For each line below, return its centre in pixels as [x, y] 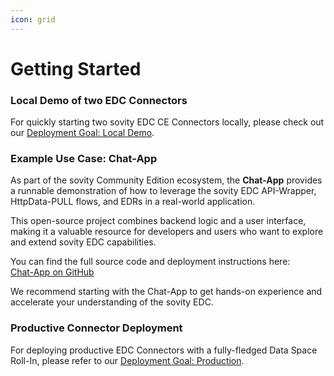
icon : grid [33, 19]
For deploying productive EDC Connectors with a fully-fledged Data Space [164, 350]
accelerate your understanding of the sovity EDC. [112, 302]
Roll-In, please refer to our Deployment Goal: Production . [127, 360]
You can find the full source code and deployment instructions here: [150, 262]
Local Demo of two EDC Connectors [99, 100]
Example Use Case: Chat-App [84, 159]
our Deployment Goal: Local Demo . [82, 133]
